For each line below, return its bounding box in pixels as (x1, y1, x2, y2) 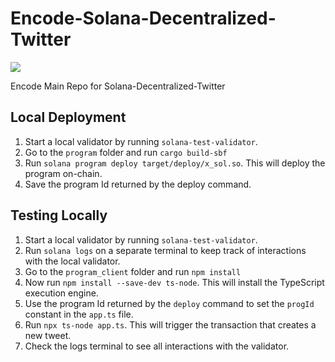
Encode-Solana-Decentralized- (10, 7, 277, 30)
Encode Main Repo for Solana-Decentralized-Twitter (10, 80, 226, 92)
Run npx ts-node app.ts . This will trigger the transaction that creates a (24, 318, 317, 331)
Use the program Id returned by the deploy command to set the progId (24, 297, 315, 309)
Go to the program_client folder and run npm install (24, 265, 242, 277)
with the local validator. (24, 255, 121, 267)
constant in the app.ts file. (24, 308, 134, 320)
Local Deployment (10, 109, 127, 126)
